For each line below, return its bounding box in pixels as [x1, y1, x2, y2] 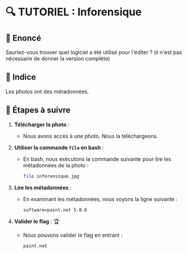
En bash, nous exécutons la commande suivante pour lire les [23, 155, 171, 163]
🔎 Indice [5, 72, 36, 82]
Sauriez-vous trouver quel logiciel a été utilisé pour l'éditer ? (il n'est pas [5, 49, 182, 56]
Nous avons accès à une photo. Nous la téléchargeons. [23, 132, 158, 139]
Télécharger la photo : [14, 120, 70, 128]
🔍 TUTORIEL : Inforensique [5, 5, 142, 19]
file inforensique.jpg [23, 173, 79, 179]
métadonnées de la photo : [23, 161, 89, 169]
